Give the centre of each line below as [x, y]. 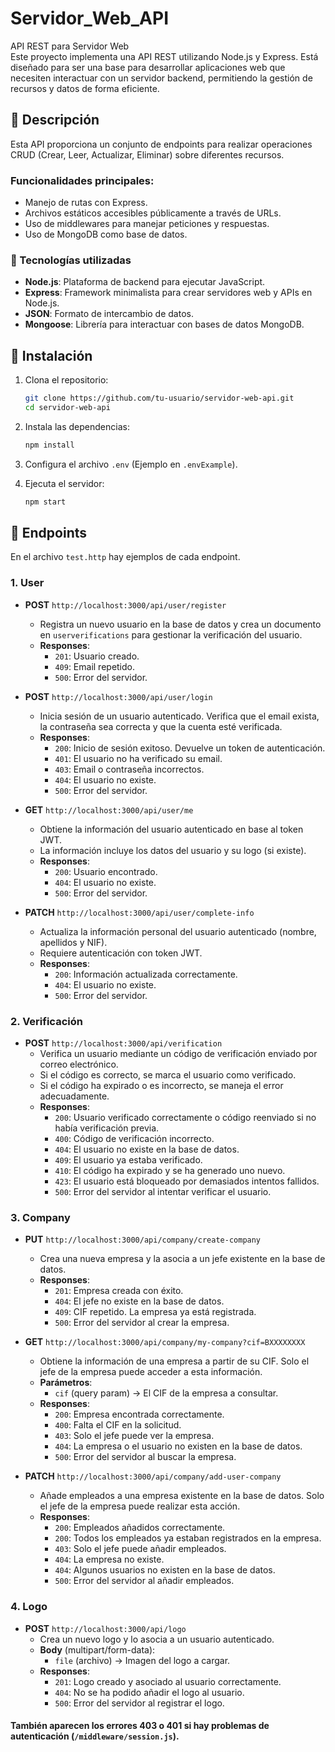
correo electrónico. [79, 1064]
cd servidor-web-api [67, 408]
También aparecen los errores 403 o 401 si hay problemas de [140, 1726]
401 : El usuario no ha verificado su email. [138, 758]
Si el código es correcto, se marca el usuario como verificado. [168, 1075]
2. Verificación [46, 1021]
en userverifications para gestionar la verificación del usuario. [171, 634]
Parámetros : [66, 1383]
